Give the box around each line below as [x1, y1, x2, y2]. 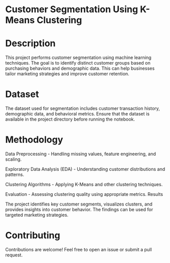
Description [5, 38, 56, 49]
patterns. [5, 171, 24, 178]
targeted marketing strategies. [5, 212, 69, 218]
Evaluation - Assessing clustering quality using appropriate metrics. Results [5, 191, 163, 197]
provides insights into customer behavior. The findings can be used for [5, 207, 153, 212]
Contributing [5, 230, 60, 241]
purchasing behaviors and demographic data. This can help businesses [5, 65, 155, 72]
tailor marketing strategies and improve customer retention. [5, 71, 129, 77]
